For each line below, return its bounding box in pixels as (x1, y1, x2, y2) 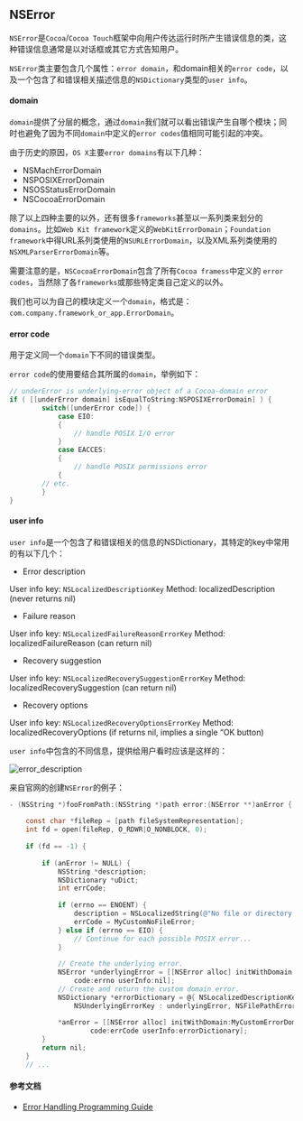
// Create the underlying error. (57, 959, 183, 968)
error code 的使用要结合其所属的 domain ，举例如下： (9, 369, 201, 380)
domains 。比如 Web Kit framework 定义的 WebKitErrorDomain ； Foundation (9, 224, 271, 235)
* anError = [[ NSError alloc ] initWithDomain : (57, 1018, 232, 1027)
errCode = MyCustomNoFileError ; (73, 917, 196, 926)
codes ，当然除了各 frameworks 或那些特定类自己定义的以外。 (9, 277, 228, 288)
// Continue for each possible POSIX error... (73, 934, 252, 943)
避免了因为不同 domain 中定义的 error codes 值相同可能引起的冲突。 (24, 128, 268, 139)
